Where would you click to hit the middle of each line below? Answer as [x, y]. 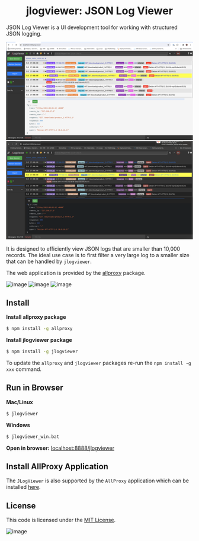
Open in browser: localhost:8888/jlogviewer [60, 448]
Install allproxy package [36, 317]
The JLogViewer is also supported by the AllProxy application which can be [98, 481]
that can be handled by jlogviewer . [49, 261]
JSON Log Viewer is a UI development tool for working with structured [92, 27]
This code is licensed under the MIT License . [61, 520]
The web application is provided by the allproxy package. [76, 273]
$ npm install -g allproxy [39, 329]
